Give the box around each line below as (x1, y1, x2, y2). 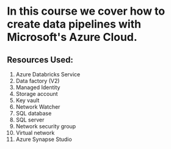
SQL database (15, 110, 52, 117)
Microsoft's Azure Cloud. (7, 31, 138, 44)
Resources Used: (7, 54, 74, 65)
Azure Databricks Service (15, 71, 81, 78)
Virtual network (15, 129, 55, 136)
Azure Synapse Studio (15, 136, 72, 143)
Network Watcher (15, 103, 60, 111)
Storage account (15, 90, 58, 97)
